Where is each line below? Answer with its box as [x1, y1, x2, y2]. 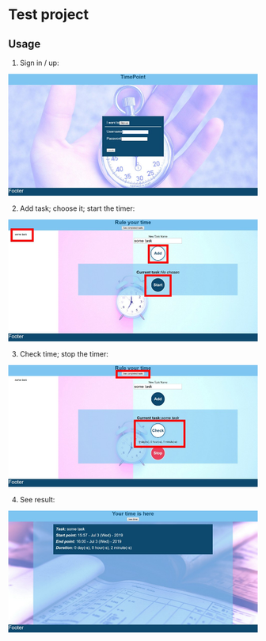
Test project [8, 6, 89, 24]
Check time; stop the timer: [19, 349, 109, 358]
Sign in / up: [19, 58, 59, 67]
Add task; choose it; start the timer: [19, 204, 135, 213]
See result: [19, 494, 55, 504]
